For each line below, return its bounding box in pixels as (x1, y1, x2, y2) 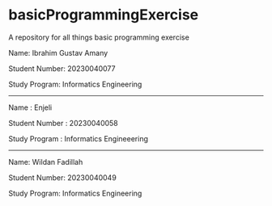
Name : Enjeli (8, 103, 53, 112)
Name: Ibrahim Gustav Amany (8, 48, 108, 57)
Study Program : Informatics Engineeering (8, 133, 148, 143)
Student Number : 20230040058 (8, 118, 119, 128)
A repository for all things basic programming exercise (8, 32, 190, 42)
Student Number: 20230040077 (8, 63, 116, 74)
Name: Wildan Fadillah (8, 157, 83, 166)
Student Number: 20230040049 (8, 172, 117, 183)
